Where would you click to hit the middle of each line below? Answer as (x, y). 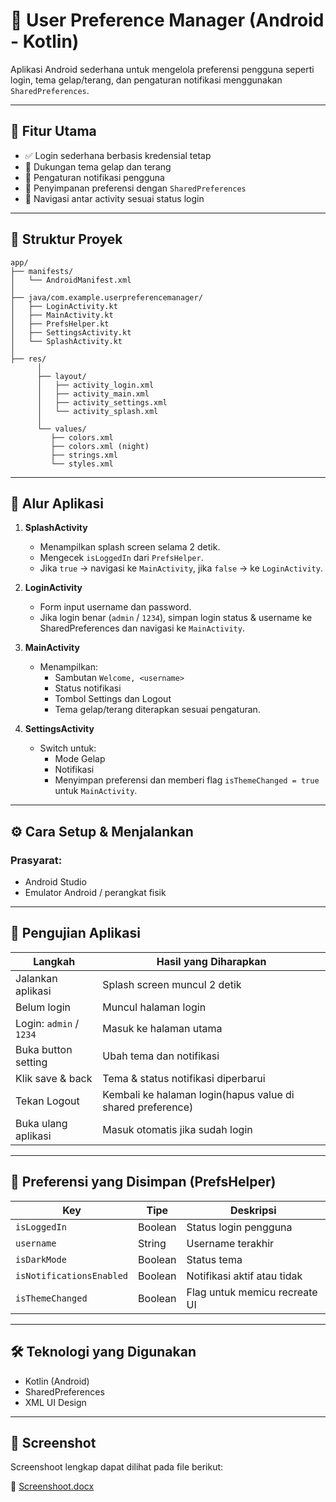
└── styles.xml (82, 464)
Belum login (43, 1007)
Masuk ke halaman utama (162, 1028)
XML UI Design (55, 1402)
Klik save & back (54, 1078)
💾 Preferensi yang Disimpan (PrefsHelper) (143, 1182)
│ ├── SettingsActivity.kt (71, 332)
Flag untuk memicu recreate (252, 1292)
